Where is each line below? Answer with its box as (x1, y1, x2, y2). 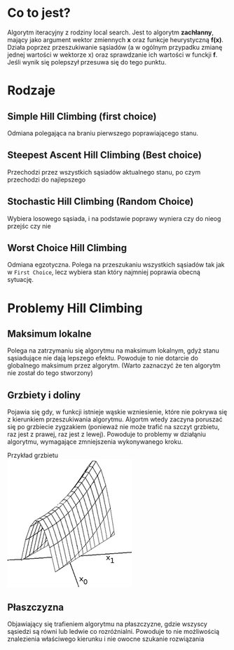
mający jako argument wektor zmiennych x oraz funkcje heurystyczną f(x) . (7, 35, 224, 43)
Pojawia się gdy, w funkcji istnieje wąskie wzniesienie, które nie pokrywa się (7, 408, 228, 417)
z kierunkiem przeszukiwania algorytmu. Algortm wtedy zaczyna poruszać (7, 415, 223, 424)
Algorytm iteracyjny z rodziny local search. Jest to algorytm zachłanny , (7, 28, 214, 36)
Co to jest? (7, 5, 71, 21)
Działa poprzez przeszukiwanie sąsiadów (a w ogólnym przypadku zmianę (7, 43, 223, 51)
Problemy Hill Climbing (7, 300, 143, 316)
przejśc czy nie (7, 222, 51, 230)
